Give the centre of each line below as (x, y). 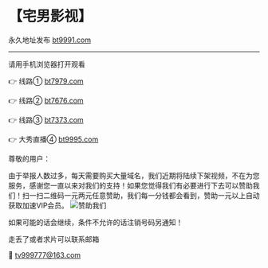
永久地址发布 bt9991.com (50, 40)
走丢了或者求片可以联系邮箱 (54, 239)
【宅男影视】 (51, 16)
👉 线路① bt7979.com (46, 81)
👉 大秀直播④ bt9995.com (53, 139)
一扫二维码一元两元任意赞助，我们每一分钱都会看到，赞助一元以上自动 (144, 195)
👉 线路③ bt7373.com (46, 119)
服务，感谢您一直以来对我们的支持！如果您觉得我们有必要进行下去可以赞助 (130, 185)
